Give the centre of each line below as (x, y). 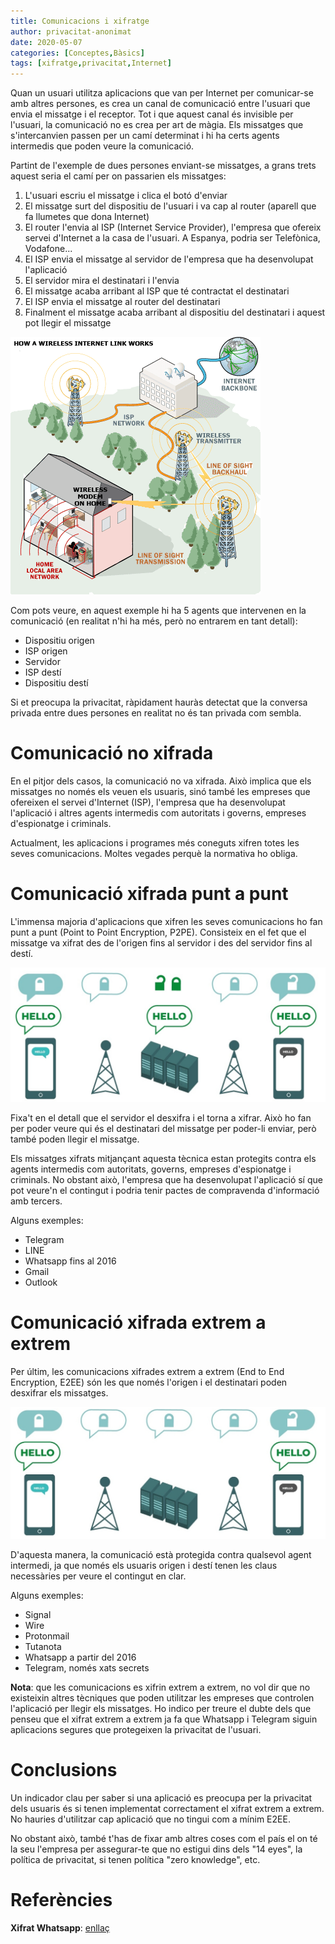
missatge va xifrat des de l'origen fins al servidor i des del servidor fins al (161, 943)
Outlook (41, 1282)
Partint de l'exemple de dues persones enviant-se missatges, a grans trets (163, 166)
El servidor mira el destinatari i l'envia (102, 281)
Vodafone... (48, 249)
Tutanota (43, 1646)
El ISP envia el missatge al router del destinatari (122, 302)
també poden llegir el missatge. (75, 1139)
